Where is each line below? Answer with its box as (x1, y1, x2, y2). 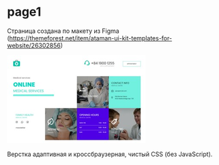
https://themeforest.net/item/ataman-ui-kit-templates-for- (9, 34, 173, 42)
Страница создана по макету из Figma (7, 27, 119, 35)
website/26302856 (7, 41, 61, 49)
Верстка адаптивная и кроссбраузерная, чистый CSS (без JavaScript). (7, 150, 213, 158)
